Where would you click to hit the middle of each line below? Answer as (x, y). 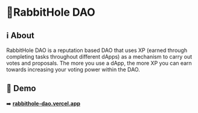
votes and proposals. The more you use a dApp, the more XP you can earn (99, 63)
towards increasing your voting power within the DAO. (73, 69)
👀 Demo (21, 89)
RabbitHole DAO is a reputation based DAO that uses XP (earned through (97, 50)
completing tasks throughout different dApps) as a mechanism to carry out (99, 56)
